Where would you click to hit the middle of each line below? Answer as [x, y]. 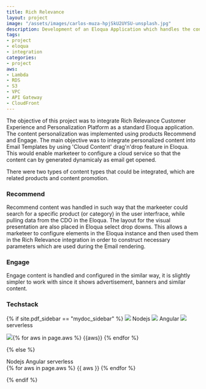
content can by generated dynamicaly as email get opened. [81, 159]
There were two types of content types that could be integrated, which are [101, 172]
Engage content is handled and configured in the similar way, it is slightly [98, 276]
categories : [21, 58]
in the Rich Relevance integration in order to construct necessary [88, 240]
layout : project [27, 18]
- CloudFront [23, 103]
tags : [13, 35]
